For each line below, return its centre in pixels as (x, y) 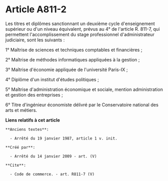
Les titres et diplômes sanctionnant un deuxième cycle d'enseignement (80, 24)
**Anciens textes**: (27, 129)
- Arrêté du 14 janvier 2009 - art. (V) (53, 156)
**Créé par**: (20, 147)
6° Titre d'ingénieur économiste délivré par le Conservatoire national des (82, 105)
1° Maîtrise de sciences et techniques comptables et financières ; (74, 50)
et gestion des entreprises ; (34, 95)
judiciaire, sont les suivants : (35, 40)
